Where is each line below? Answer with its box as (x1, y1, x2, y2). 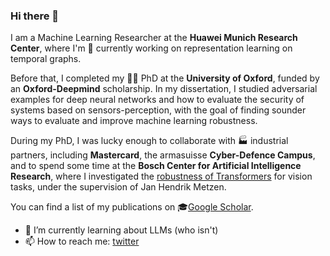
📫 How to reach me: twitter (24, 235, 140, 248)
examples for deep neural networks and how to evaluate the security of (10, 94, 305, 106)
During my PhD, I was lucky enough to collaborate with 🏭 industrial (10, 135, 289, 147)
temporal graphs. (10, 53, 82, 65)
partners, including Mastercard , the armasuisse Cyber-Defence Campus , (10, 149, 316, 161)
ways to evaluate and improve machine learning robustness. (10, 115, 258, 127)
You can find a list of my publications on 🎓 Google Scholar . (10, 201, 254, 213)
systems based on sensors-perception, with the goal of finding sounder (10, 104, 307, 116)
